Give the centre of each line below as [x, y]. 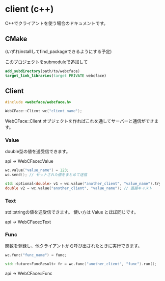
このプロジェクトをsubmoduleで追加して [46, 62]
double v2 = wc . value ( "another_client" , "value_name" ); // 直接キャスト [79, 188]
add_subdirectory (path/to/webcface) [42, 71]
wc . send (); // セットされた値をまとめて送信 [46, 175]
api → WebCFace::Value [29, 161]
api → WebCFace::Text [28, 222]
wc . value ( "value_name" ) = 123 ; [37, 170]
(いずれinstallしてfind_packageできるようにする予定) [58, 51]
